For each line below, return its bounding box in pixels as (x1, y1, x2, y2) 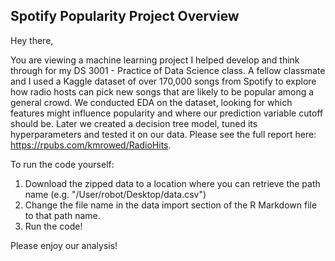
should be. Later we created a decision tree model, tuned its (10, 117, 258, 129)
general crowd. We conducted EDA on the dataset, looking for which (10, 96, 293, 108)
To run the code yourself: (10, 158, 115, 170)
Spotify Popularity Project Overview (10, 8, 240, 25)
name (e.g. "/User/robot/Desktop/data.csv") (24, 188, 207, 200)
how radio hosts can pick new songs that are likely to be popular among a (10, 85, 315, 98)
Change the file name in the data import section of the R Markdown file (24, 199, 318, 211)
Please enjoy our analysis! (10, 239, 118, 251)
